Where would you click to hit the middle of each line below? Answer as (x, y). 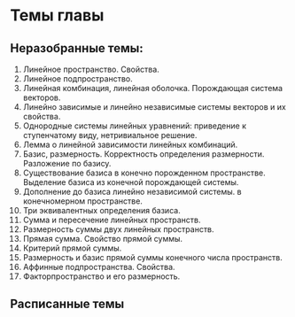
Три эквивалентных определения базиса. (101, 210)
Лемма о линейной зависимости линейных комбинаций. (130, 144)
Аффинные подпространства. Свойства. (99, 267)
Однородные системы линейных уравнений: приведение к (135, 126)
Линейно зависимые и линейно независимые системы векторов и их (154, 107)
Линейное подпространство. (78, 79)
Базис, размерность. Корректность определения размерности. (144, 154)
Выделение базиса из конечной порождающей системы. (131, 182)
